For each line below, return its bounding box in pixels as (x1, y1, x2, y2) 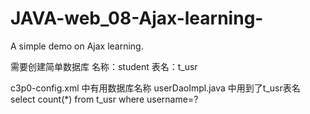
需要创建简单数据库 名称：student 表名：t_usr (10, 60, 198, 72)
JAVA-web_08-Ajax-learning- (10, 7, 264, 30)
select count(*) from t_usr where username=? (10, 93, 199, 105)
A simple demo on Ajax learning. (10, 40, 144, 52)
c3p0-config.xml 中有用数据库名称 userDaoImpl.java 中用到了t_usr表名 (10, 82, 301, 94)
